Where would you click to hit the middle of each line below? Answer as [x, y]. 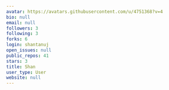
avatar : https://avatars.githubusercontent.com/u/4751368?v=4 [84, 12]
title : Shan [21, 67]
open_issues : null [29, 50]
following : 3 [22, 34]
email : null [21, 22]
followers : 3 [22, 28]
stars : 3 [17, 61]
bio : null [18, 17]
